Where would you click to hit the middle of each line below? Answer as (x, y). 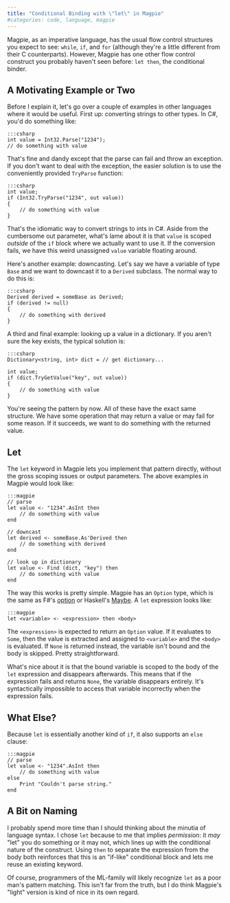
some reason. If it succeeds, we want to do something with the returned (109, 423)
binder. (17, 69)
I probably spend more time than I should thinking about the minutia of (106, 827)
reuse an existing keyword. (45, 864)
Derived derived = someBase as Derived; (66, 297)
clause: (18, 741)
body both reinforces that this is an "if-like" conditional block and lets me (110, 857)
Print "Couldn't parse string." (66, 784)
